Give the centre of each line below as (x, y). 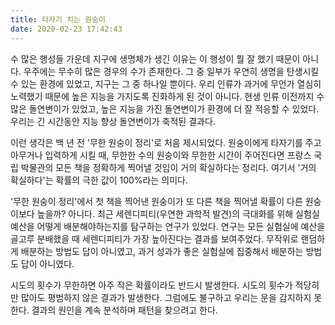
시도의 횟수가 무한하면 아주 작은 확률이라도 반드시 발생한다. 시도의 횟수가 (151, 285)
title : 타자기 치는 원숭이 (58, 19)
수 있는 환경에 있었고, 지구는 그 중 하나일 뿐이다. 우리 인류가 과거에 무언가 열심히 (166, 83)
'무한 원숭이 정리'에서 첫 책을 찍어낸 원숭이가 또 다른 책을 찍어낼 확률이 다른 (156, 201)
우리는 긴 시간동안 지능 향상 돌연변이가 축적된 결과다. (113, 121)
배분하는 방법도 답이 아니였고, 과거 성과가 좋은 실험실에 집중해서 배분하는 (162, 251)
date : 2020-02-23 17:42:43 (66, 29)
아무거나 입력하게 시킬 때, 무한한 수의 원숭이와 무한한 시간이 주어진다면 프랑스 (161, 155)
